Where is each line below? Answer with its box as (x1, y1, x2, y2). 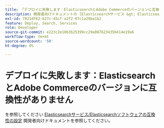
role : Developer (5, 25, 38, 30)
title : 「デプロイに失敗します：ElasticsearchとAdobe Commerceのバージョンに (5, 7, 152, 12)
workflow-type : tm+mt (5, 35, 49, 39)
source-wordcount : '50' (5, 39, 54, 44)
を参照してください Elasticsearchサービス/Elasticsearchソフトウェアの (5, 111, 147, 117)
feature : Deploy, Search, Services (5, 20, 78, 26)
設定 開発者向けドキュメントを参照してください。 (13, 117, 113, 123)
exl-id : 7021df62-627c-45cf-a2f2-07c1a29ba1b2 (5, 16, 102, 21)
